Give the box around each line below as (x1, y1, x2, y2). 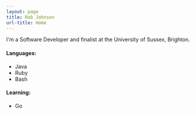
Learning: (6, 89, 31, 96)
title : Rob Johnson (6, 14, 55, 20)
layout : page (6, 8, 39, 15)
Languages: (6, 49, 37, 56)
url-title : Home (6, 20, 47, 26)
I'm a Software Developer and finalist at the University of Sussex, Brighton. (6, 36, 190, 43)
